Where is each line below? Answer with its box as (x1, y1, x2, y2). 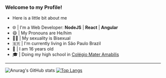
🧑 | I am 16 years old (12, 46, 54, 52)
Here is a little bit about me (12, 15, 67, 21)
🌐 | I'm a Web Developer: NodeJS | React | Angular (12, 25, 118, 30)
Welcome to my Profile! (5, 4, 63, 11)
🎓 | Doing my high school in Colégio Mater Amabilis (12, 52, 120, 57)
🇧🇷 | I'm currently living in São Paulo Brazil (12, 41, 101, 47)
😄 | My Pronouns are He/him (12, 30, 72, 36)
